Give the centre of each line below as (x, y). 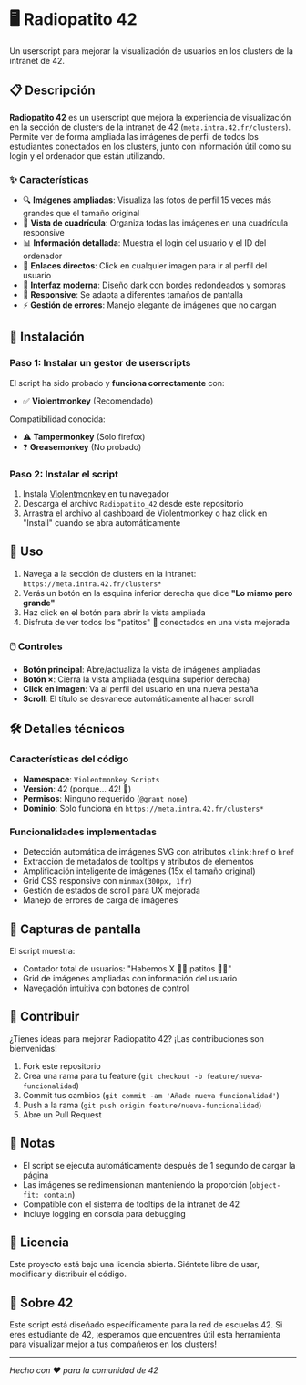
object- (266, 1185)
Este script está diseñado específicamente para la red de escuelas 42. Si (146, 1325)
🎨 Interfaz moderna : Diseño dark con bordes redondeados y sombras (154, 285)
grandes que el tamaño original (81, 214)
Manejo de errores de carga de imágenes (100, 900)
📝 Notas (32, 1144)
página (36, 1175)
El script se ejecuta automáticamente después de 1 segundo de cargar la (159, 1165)
